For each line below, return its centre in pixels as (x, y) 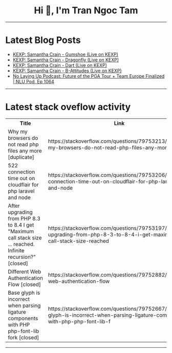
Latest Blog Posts (43, 40)
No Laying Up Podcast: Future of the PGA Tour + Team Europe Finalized (89, 76)
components (23, 318)
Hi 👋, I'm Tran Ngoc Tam (86, 10)
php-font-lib (24, 331)
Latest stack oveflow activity (68, 107)
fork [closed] (24, 337)
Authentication (26, 278)
